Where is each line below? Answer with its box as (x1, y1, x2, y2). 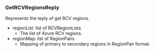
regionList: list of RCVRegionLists (12, 25, 81, 31)
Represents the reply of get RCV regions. (5, 15, 90, 21)
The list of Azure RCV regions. (19, 30, 82, 36)
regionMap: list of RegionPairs (12, 35, 75, 41)
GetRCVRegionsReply (5, 4, 59, 11)
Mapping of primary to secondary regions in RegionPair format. (19, 41, 150, 47)
